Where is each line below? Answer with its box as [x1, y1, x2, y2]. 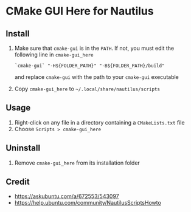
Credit [5, 177, 30, 187]
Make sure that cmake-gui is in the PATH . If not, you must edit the [14, 44, 175, 52]
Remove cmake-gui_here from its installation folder [14, 159, 141, 166]
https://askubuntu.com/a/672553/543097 [14, 193, 119, 200]
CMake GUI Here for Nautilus [5, 4, 154, 18]
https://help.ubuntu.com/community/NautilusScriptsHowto [14, 199, 162, 207]
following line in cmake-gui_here [14, 51, 94, 58]
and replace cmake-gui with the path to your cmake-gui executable [14, 74, 179, 80]
